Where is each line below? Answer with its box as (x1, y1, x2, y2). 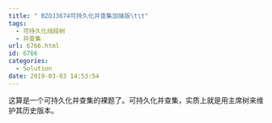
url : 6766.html (8, 42, 60, 50)
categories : (8, 57, 49, 66)
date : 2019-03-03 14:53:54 (8, 72, 100, 80)
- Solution (15, 65, 53, 73)
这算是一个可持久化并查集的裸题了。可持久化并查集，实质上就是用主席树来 (8, 95, 257, 105)
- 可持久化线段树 (15, 27, 66, 35)
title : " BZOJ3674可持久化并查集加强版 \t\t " (8, 11, 149, 20)
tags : (8, 19, 27, 28)
